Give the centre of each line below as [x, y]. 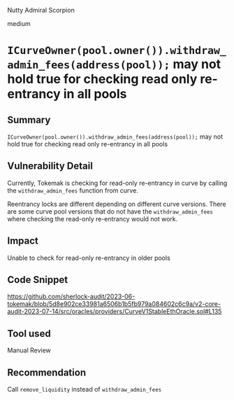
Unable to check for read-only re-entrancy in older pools [89, 258]
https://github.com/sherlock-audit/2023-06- [71, 296]
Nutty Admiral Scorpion [41, 10]
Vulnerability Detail [50, 166]
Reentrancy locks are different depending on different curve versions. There [117, 204]
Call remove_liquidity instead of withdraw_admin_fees [85, 389]
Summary [29, 119]
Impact [23, 241]
